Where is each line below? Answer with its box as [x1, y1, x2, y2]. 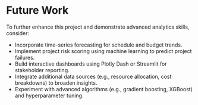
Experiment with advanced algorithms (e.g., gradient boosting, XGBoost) [14, 85, 193, 92]
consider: [6, 29, 30, 36]
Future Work [6, 4, 69, 17]
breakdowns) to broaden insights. [14, 79, 98, 87]
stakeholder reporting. [14, 66, 70, 73]
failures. [14, 54, 35, 61]
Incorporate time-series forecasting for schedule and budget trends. [14, 41, 183, 48]
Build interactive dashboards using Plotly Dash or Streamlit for [14, 60, 167, 67]
